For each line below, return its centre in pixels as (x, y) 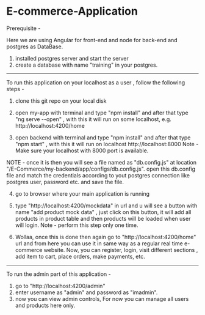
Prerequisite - (23, 28)
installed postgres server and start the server (72, 58)
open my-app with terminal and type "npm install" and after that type (102, 113)
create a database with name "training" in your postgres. (86, 65)
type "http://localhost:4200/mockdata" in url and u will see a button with (106, 206)
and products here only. (45, 305)
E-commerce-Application (72, 11)
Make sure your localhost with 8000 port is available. (82, 150)
